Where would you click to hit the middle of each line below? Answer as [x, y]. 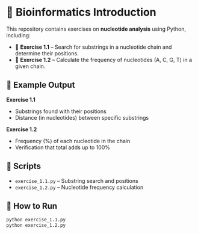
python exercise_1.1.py [36, 220]
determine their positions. [47, 53]
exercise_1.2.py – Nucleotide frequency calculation [79, 187]
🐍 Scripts [23, 166]
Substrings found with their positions [60, 111]
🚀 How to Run [32, 206]
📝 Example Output [41, 85]
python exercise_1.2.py [36, 226]
